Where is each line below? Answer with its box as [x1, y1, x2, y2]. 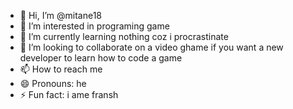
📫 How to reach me [19, 63, 103, 75]
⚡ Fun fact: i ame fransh [19, 89, 119, 100]
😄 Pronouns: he [19, 78, 87, 89]
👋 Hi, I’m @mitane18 [19, 10, 103, 21]
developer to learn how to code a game [19, 52, 183, 64]
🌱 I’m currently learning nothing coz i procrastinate [19, 31, 229, 42]
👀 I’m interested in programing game [19, 20, 170, 32]
